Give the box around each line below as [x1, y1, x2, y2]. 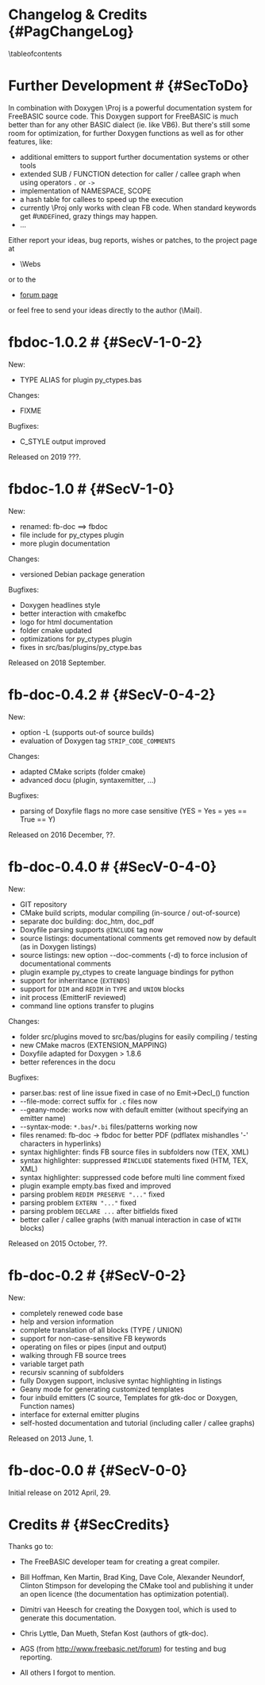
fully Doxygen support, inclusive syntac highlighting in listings [19, 1376, 222, 1385]
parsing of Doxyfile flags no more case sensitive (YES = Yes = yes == [19, 806, 248, 815]
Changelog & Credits [8, 6, 148, 24]
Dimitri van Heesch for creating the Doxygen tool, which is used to [19, 1605, 236, 1614]
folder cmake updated [19, 625, 93, 635]
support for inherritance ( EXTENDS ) [19, 975, 130, 985]
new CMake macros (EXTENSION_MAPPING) [19, 1040, 167, 1049]
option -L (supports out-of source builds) [19, 727, 155, 737]
